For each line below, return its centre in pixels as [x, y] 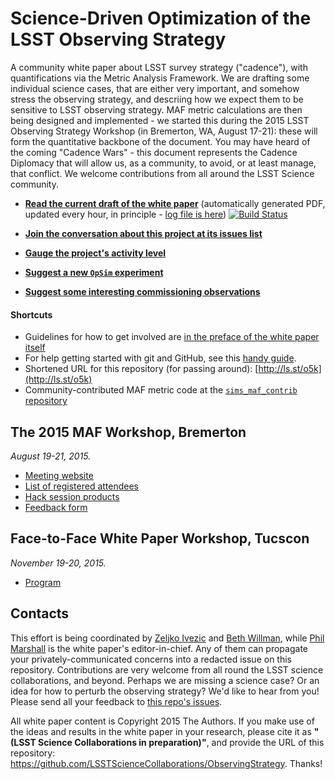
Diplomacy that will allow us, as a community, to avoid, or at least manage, [163, 163]
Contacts [40, 613]
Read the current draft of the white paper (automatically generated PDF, [175, 203]
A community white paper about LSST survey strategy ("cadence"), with [159, 67]
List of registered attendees [82, 486]
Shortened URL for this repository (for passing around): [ [141, 369]
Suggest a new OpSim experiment [94, 272]
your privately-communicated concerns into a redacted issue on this [151, 659]
